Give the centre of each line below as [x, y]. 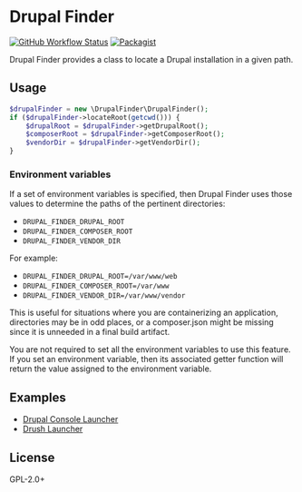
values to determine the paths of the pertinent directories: [117, 204]
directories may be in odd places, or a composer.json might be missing [141, 322]
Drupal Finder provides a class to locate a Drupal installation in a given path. [151, 59]
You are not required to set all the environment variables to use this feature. [151, 349]
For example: [34, 258]
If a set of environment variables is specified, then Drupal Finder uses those [151, 194]
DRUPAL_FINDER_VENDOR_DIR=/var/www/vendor [104, 296]
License [32, 457]
